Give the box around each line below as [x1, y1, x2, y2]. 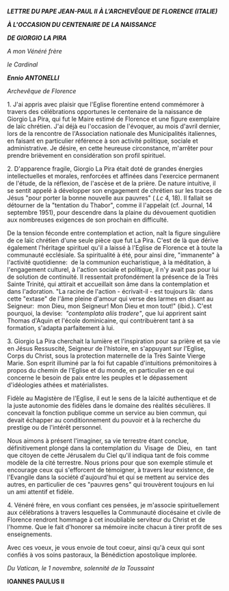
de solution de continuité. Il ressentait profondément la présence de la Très [7, 273, 219, 281]
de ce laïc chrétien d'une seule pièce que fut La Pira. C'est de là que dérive [7, 236, 219, 244]
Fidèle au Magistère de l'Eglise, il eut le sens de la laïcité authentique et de [7, 394, 217, 402]
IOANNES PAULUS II [7, 577, 65, 586]
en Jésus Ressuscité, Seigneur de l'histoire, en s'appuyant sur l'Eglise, [7, 345, 206, 352]
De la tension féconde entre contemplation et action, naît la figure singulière [7, 229, 221, 237]
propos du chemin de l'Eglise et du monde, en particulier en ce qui [7, 367, 195, 374]
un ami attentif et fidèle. [7, 488, 74, 496]
